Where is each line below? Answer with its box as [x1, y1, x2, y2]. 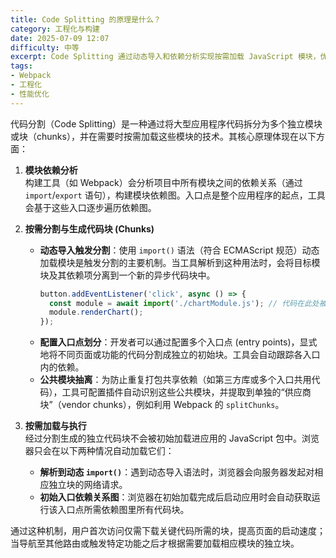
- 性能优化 [10, 89, 50, 99]
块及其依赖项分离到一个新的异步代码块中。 [39, 269, 216, 281]
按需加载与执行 [24, 420, 87, 432]
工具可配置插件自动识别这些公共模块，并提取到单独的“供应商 [61, 386, 312, 398]
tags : [10, 61, 33, 71]
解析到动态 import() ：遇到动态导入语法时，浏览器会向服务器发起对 [39, 466, 315, 478]
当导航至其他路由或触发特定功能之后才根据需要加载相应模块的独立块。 [10, 537, 300, 550]
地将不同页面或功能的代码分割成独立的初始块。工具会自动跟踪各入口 [39, 349, 321, 361]
